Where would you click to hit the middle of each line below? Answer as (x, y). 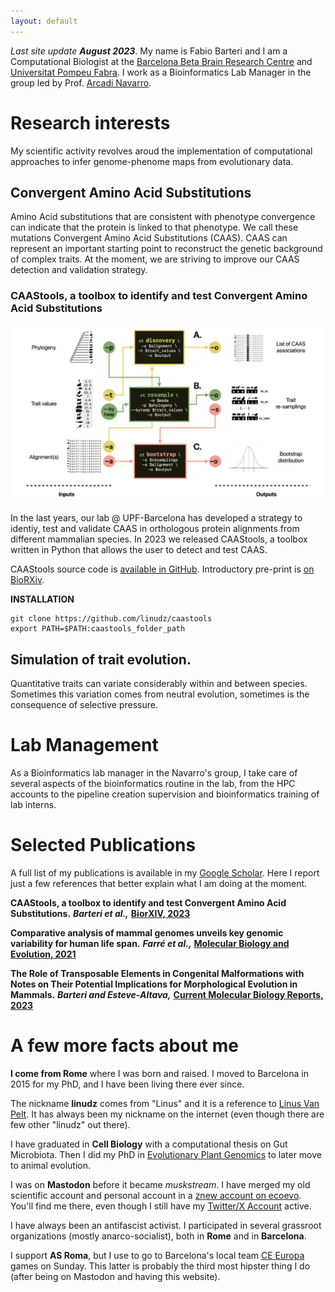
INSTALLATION (42, 599)
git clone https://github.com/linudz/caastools (111, 619)
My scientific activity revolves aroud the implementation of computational (161, 151)
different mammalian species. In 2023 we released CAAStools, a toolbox (159, 539)
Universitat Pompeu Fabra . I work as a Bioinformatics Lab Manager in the (161, 72)
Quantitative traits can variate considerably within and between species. (159, 683)
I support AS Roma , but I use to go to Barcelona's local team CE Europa (157, 1255)
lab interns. (33, 804)
